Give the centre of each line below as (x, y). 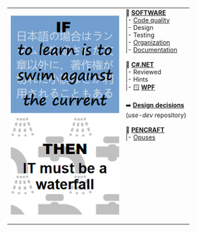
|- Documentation (152, 49)
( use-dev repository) (156, 115)
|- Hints (137, 79)
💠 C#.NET (140, 64)
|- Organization (148, 42)
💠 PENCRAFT (145, 130)
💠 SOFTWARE (146, 13)
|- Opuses (140, 137)
